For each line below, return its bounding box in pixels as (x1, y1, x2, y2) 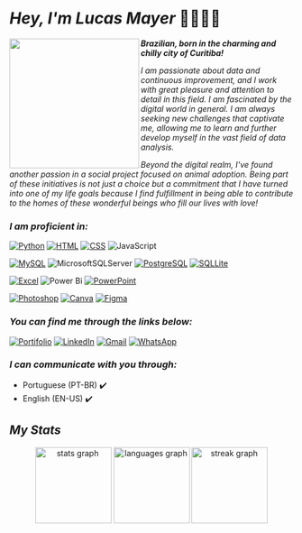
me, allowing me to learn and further (141, 122, 277, 133)
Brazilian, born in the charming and (141, 38, 277, 49)
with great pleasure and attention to (141, 84, 275, 95)
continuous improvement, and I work (141, 74, 278, 85)
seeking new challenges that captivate (141, 113, 285, 124)
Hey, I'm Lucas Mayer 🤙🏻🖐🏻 (9, 8, 221, 29)
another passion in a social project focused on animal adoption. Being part (9, 169, 288, 179)
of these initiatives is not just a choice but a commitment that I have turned (9, 178, 288, 188)
